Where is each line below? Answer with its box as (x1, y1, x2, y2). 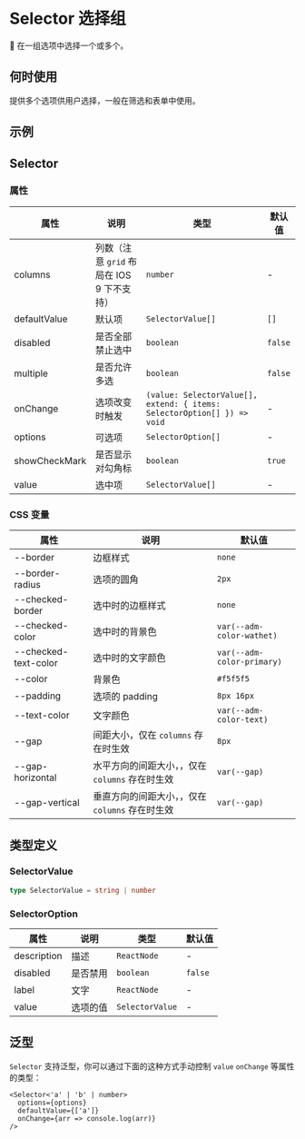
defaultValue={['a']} (17, 1105, 100, 1115)
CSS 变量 (9, 508, 50, 520)
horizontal (14, 771, 57, 784)
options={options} (17, 1098, 88, 1107)
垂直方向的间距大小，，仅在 (93, 790, 207, 803)
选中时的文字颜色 (93, 651, 166, 664)
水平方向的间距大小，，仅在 (93, 759, 207, 772)
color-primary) (216, 657, 283, 668)
